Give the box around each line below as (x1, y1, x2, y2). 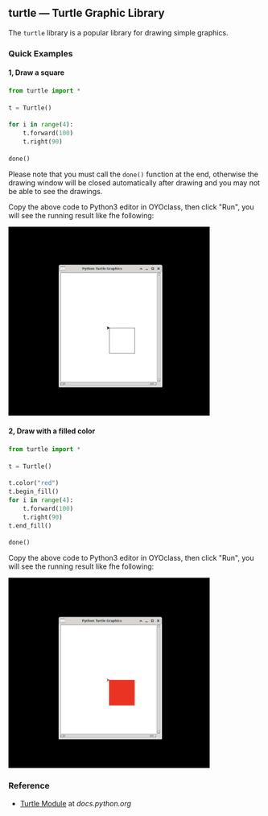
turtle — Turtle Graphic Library (8, 6, 165, 20)
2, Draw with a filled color (8, 426, 96, 436)
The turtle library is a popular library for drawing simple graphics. (8, 27, 229, 37)
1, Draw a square (8, 68, 65, 77)
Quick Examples (8, 48, 73, 59)
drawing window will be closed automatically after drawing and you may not (8, 177, 260, 188)
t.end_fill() (8, 521, 52, 530)
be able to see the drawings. (8, 186, 103, 196)
